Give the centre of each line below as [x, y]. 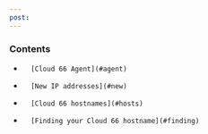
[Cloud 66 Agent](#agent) [79, 69]
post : [19, 17]
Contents [30, 48]
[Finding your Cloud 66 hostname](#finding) [115, 121]
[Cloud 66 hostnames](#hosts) [87, 104]
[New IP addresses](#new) [79, 86]
